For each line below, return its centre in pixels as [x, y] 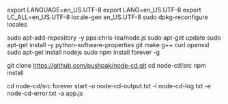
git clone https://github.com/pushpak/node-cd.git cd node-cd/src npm [106, 65]
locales [17, 24]
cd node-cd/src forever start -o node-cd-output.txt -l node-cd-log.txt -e [109, 86]
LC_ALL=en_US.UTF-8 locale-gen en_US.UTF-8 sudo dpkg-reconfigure [108, 17]
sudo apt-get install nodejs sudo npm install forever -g [84, 52]
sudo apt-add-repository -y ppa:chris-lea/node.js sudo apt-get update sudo [114, 38]
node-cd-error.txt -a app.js [45, 93]
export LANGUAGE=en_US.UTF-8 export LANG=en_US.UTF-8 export [104, 10]
